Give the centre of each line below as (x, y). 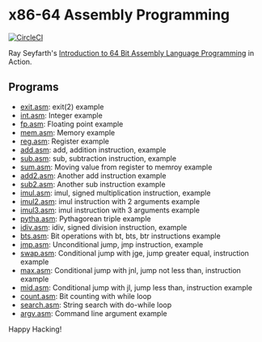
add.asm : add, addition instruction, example (93, 150)
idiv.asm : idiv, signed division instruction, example (104, 227)
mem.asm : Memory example (68, 132)
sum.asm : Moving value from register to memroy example (116, 167)
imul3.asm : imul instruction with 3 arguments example (110, 210)
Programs (34, 87)
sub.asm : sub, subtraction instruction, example (98, 158)
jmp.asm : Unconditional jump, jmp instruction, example (112, 244)
